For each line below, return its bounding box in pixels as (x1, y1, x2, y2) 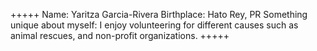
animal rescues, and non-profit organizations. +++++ (10, 30, 230, 41)
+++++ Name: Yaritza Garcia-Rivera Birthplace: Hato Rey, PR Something (10, 9, 308, 20)
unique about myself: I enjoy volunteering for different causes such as (10, 19, 299, 31)
